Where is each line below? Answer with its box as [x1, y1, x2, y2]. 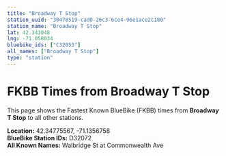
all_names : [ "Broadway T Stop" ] [7, 48, 99, 55]
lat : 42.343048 [7, 29, 51, 36]
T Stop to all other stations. [7, 113, 84, 121]
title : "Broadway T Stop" [7, 10, 81, 17]
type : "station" [7, 54, 53, 61]
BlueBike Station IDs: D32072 [7, 134, 92, 142]
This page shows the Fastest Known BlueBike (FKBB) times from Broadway [7, 106, 220, 114]
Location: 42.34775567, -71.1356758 [7, 127, 111, 135]
